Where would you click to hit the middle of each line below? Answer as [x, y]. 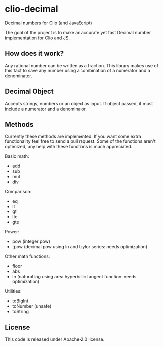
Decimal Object [29, 92]
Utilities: [13, 291]
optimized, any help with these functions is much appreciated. [69, 147]
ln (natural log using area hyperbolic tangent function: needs [74, 277]
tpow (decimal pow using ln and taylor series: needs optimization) [80, 247]
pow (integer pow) [31, 241]
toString [20, 312]
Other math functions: [28, 256]
